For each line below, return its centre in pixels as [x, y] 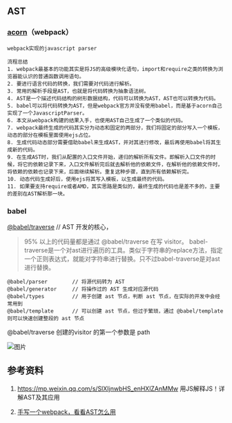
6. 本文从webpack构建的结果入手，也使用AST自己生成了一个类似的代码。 [97, 120]
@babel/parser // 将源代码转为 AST [66, 282]
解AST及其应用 [38, 397]
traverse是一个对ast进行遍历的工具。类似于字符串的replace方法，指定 [123, 250]
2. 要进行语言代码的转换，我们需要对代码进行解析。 [71, 83]
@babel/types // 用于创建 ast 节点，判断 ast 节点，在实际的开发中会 [111, 296]
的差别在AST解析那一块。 [38, 194]
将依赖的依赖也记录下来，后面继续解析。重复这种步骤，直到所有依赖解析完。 [100, 172]
